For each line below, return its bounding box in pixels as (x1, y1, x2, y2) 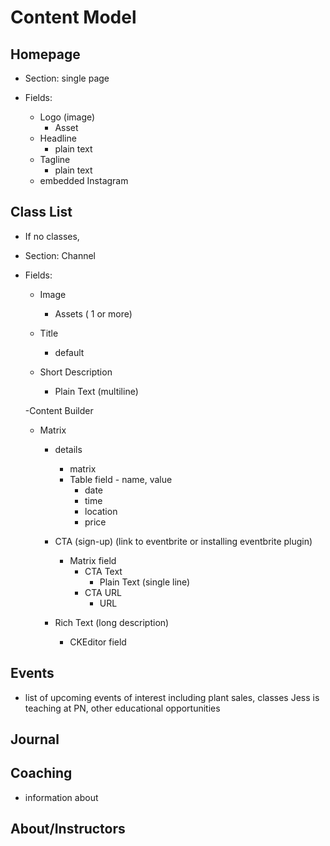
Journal (10, 731, 60, 748)
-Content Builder (24, 404, 94, 416)
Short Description (39, 366, 113, 378)
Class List (10, 204, 73, 221)
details (54, 443, 83, 455)
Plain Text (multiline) (54, 385, 139, 397)
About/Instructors (10, 821, 126, 838)
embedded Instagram (39, 175, 129, 186)
